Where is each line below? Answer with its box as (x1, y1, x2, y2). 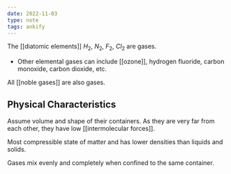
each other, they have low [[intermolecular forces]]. (7, 124, 156, 132)
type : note (7, 17, 39, 24)
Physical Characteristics (7, 98, 117, 110)
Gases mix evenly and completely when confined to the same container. (7, 158, 214, 167)
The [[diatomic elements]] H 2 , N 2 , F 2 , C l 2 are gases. (7, 42, 157, 52)
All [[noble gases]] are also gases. (7, 78, 106, 87)
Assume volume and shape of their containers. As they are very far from (7, 116, 215, 125)
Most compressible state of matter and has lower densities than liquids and (7, 137, 223, 146)
